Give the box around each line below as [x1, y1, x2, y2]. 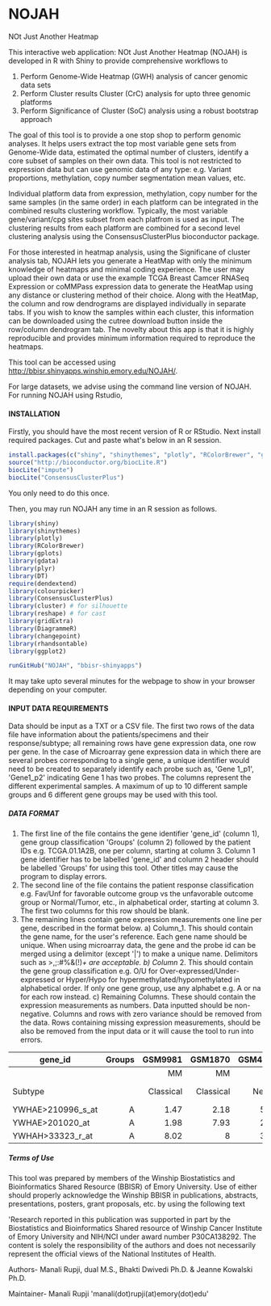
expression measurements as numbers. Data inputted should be [19, 1001, 233, 1010]
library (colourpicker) [8, 587, 85, 595]
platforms [19, 97, 52, 107]
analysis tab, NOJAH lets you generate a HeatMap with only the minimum [8, 255, 252, 265]
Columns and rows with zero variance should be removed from [52, 1009, 262, 1019]
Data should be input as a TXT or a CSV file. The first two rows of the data [8, 721, 255, 731]
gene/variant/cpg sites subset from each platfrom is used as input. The [8, 214, 244, 224]
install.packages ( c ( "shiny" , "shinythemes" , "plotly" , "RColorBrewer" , [8, 451, 254, 459]
